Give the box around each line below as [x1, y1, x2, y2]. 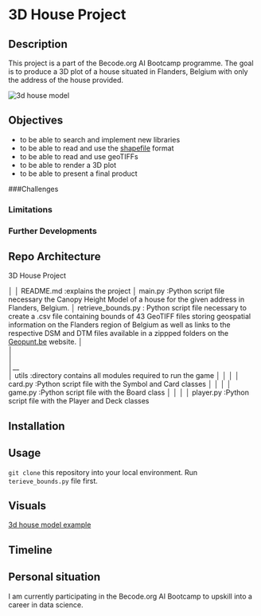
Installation [8, 419, 65, 433]
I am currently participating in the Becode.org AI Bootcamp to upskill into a [8, 591, 253, 601]
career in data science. [8, 599, 84, 610]
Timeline [8, 543, 53, 556]
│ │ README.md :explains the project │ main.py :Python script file [8, 287, 225, 296]
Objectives [8, 114, 64, 127]
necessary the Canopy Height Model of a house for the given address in [8, 294, 245, 304]
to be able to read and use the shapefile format [19, 143, 174, 153]
